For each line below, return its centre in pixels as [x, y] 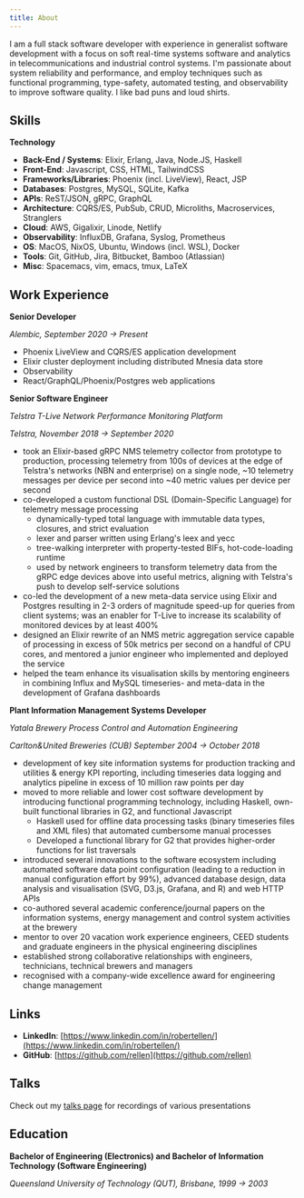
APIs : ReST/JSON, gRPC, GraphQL [87, 199]
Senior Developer [43, 317]
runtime [50, 558]
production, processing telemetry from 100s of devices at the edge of [152, 461]
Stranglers [42, 218]
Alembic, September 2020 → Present [78, 334]
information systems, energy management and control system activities [156, 918]
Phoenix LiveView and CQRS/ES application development [129, 352]
